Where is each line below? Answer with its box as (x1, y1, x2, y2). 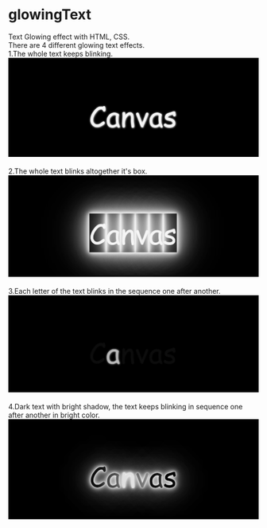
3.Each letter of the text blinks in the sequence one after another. (8, 287, 221, 296)
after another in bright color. (8, 410, 101, 420)
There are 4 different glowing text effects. (8, 40, 145, 49)
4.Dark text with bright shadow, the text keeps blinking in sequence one (8, 401, 243, 411)
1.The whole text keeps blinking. (8, 49, 114, 58)
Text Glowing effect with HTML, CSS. (8, 32, 130, 41)
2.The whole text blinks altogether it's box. (8, 166, 148, 176)
